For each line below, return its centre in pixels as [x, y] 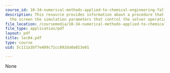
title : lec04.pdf [24, 38]
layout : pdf [18, 33]
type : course [19, 43]
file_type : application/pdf [35, 29]
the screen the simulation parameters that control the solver [78, 19]
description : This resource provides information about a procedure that [85, 15]
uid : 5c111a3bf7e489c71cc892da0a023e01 [47, 47]
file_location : [21, 24]
